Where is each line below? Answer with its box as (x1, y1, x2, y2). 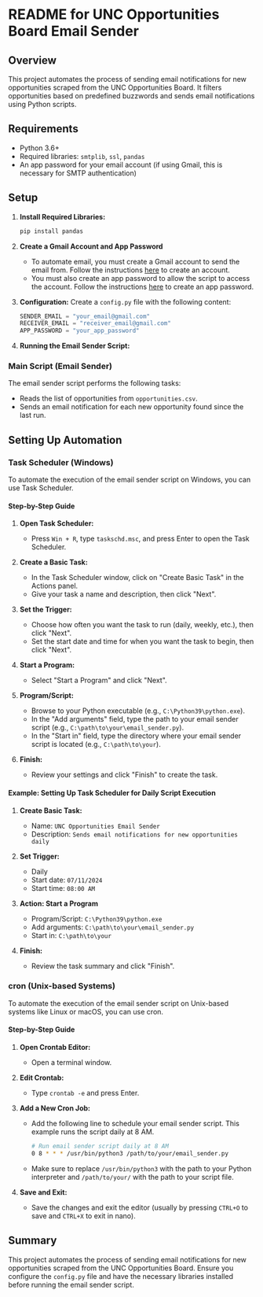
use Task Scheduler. (8, 483, 74, 493)
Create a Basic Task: (19, 557, 88, 567)
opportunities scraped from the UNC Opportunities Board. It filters (8, 83, 222, 92)
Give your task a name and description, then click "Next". (31, 589, 217, 599)
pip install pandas (19, 227, 84, 235)
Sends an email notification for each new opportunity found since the (19, 402, 244, 412)
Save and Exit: (19, 1187, 68, 1197)
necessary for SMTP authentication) (19, 168, 137, 178)
